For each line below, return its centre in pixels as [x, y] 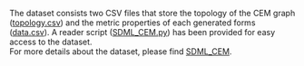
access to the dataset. [51, 42]
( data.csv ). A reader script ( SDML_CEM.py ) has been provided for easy [142, 32]
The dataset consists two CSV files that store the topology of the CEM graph [152, 13]
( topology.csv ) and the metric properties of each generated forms [132, 23]
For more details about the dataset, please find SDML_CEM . [121, 52]
